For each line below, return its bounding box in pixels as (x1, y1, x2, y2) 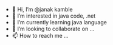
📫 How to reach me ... (12, 32, 69, 39)
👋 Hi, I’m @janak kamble (12, 6, 73, 13)
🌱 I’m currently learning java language (12, 19, 108, 26)
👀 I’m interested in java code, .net (12, 12, 96, 19)
